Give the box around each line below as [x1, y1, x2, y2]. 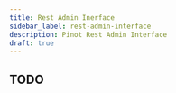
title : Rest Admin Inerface [9, 13, 116, 23]
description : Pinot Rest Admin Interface [9, 30, 168, 39]
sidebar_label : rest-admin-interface [9, 22, 152, 31]
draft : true [9, 38, 54, 48]
